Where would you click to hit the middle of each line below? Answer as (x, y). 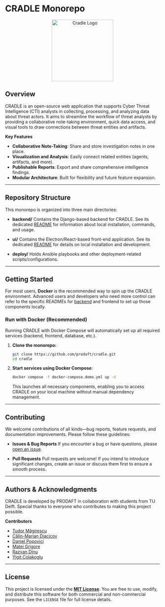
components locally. (26, 307)
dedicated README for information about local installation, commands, (84, 224)
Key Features (19, 137)
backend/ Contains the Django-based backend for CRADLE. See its (81, 219)
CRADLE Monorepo (45, 9)
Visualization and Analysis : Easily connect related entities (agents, (80, 156)
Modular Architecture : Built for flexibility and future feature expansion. (84, 178)
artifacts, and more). (33, 162)
